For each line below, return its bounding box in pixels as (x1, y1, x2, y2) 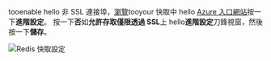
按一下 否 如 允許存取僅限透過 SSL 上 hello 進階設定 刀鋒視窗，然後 (52, 17, 264, 26)
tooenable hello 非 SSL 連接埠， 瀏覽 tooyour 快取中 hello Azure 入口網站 (8, 7, 248, 16)
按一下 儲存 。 (8, 27, 51, 36)
